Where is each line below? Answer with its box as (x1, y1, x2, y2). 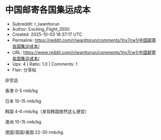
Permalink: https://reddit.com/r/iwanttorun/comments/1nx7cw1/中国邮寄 (12, 37, 156, 43)
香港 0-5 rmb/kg (5, 88, 38, 93)
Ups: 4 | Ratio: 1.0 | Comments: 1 (12, 61, 78, 67)
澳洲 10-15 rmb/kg (5, 118, 41, 125)
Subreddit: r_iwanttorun (12, 21, 60, 27)
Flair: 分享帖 (12, 67, 37, 72)
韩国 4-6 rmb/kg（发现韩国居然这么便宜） (5, 108, 89, 114)
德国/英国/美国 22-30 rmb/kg (5, 129, 63, 135)
